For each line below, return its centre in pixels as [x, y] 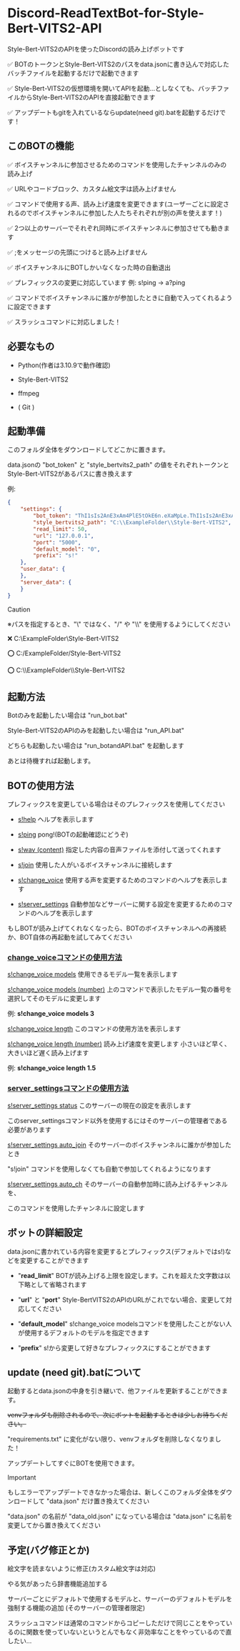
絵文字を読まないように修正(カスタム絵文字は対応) [81, 1569]
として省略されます [59, 1285]
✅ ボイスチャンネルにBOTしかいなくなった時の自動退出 [89, 267]
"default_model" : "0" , [67, 549]
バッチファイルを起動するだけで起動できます [73, 73]
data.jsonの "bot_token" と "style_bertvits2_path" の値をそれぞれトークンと [119, 465]
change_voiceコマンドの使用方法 [65, 957]
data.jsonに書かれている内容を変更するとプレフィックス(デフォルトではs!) [116, 1251]
